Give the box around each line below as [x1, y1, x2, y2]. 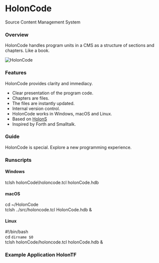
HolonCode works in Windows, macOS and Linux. [12, 110, 112, 116]
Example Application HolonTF [5, 251, 77, 258]
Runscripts [5, 156, 32, 163]
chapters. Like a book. [5, 47, 50, 54]
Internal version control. [12, 106, 60, 111]
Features [5, 69, 27, 76]
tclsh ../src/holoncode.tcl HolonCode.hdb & [5, 207, 92, 213]
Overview [5, 31, 29, 38]
